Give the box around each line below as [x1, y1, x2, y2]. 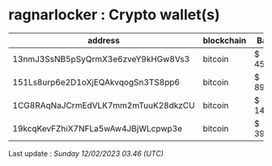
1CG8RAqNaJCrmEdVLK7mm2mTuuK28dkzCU [12, 99, 196, 110]
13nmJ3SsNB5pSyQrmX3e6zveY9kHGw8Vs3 [12, 53, 190, 64]
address [87, 35, 120, 46]
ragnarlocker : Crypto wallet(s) [8, 6, 220, 24]
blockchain [202, 35, 247, 46]
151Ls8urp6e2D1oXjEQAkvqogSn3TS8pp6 [12, 77, 181, 88]
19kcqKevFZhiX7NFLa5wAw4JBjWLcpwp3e [12, 122, 183, 134]
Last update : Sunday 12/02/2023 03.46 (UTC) [8, 148, 164, 158]
